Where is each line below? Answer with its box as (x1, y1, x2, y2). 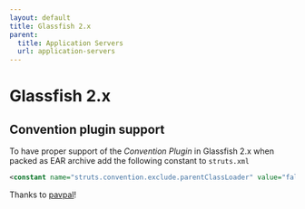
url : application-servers (17, 47, 116, 56)
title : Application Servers (17, 38, 124, 48)
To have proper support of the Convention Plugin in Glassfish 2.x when (9, 146, 275, 157)
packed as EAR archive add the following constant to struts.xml (9, 156, 250, 166)
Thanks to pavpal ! (9, 189, 77, 200)
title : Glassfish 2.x (9, 22, 92, 31)
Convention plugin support (9, 121, 165, 137)
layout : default (9, 13, 71, 23)
